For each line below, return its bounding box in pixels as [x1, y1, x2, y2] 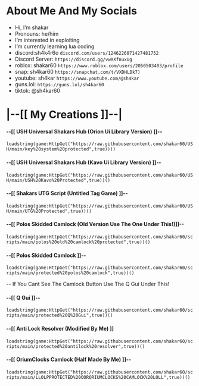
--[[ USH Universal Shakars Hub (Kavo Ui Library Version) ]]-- [6, 159, 161, 166]
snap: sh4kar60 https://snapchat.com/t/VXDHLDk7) [14, 68, 141, 75]
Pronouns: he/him [14, 30, 59, 37]
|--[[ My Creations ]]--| [6, 108, 123, 121]
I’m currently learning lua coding [14, 43, 95, 50]
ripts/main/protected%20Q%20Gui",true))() [6, 312, 113, 319]
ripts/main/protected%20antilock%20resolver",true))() [6, 343, 145, 349]
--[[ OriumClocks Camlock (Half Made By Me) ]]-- [6, 356, 132, 363]
